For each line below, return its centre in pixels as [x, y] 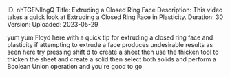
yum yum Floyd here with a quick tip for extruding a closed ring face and [110, 37]
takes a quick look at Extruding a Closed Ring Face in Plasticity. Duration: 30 [115, 17]
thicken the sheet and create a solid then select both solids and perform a [112, 59]
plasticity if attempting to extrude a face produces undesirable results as [110, 45]
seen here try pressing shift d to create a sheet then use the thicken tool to [113, 52]
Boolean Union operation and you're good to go [75, 66]
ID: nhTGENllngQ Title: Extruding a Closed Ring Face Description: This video [115, 10]
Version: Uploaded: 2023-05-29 [53, 24]
